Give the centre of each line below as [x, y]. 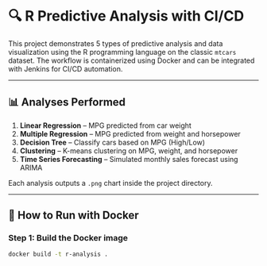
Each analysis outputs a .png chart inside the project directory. [110, 183]
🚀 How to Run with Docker [74, 216]
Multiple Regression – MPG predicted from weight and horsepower [130, 133]
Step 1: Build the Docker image [68, 238]
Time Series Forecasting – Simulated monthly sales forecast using [129, 159]
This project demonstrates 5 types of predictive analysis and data [116, 43]
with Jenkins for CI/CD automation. [66, 68]
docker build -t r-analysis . [58, 254]
